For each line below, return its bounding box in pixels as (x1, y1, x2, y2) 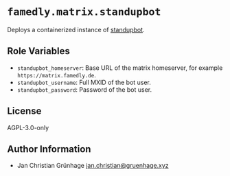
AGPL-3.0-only (7, 123, 49, 131)
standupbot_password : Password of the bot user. (16, 85, 152, 94)
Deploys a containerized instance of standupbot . (7, 25, 145, 34)
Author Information (7, 143, 91, 155)
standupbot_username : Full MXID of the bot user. (16, 78, 151, 86)
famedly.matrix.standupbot (7, 5, 161, 18)
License (7, 105, 42, 117)
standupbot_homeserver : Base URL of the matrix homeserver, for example (16, 64, 223, 72)
